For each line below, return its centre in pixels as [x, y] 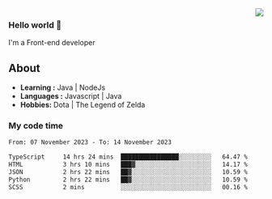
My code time [36, 126]
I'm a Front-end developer [52, 43]
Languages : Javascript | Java [71, 96]
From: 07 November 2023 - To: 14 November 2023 [90, 142]
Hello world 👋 [35, 25]
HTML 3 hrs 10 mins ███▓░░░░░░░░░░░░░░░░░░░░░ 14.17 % [128, 165]
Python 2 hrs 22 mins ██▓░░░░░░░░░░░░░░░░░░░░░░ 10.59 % [128, 180]
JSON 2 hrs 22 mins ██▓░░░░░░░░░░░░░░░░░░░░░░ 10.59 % [128, 172]
